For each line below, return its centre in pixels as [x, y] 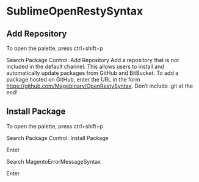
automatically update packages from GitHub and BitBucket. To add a [92, 73]
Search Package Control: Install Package [57, 138]
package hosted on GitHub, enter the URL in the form [73, 79]
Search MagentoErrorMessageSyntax [54, 161]
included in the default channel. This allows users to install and [85, 66]
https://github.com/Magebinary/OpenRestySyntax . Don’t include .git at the [100, 86]
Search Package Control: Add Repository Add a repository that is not [93, 60]
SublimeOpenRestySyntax [75, 11]
